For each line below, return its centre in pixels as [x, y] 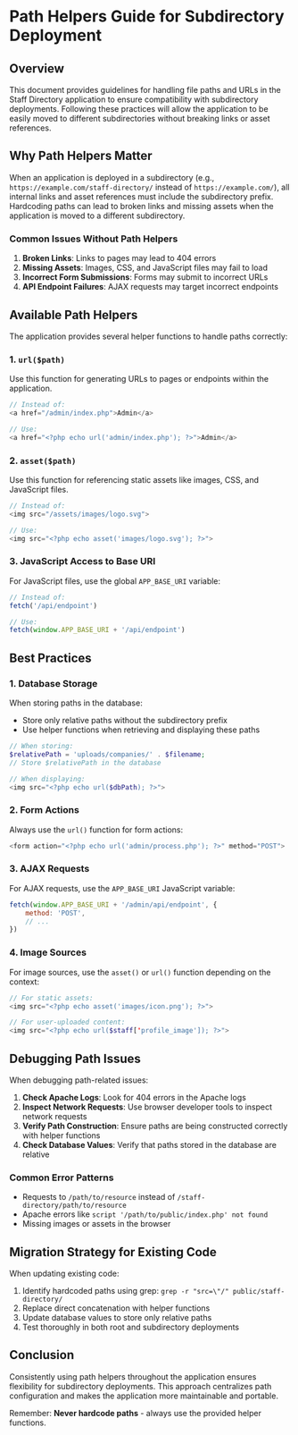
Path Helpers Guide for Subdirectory [147, 17]
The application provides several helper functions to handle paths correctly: [149, 336]
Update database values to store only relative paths [117, 1318]
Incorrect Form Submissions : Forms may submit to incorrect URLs [145, 277]
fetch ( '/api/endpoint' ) [54, 605]
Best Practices [50, 658]
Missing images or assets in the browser [96, 1224]
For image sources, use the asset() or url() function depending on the [140, 972]
